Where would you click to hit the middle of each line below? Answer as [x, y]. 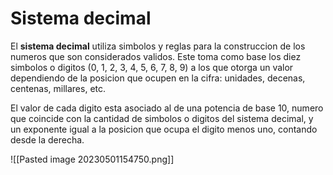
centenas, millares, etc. [58, 88]
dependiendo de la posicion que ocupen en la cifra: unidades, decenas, [158, 78]
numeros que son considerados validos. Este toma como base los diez [156, 56]
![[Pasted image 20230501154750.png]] [92, 159]
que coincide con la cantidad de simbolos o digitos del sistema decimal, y [162, 118]
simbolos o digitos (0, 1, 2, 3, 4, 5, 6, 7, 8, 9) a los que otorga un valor [152, 67]
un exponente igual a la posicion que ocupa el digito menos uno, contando [164, 129]
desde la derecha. [47, 139]
